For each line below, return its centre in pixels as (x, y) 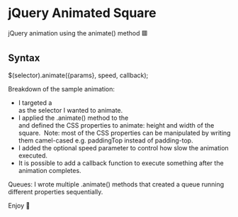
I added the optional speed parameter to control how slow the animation (123, 148)
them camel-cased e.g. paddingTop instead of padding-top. (106, 140)
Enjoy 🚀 (19, 205)
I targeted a (35, 102)
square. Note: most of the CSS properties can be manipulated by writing (124, 133)
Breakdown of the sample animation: (62, 89)
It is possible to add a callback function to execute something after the (121, 163)
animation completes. (50, 170)
